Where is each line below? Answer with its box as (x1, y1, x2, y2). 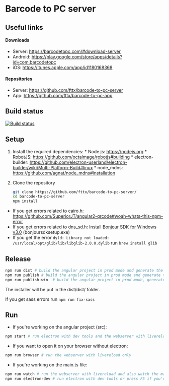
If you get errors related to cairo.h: (12, 208, 84, 214)
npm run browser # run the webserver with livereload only (5, 353, 132, 358)
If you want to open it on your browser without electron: (12, 343, 128, 349)
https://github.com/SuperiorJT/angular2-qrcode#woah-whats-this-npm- (12, 213, 163, 219)
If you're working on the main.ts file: (12, 362, 88, 368)
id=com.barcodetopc (12, 59, 56, 65)
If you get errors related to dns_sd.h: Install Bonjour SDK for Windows (12, 224, 157, 230)
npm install (12, 199, 38, 204)
